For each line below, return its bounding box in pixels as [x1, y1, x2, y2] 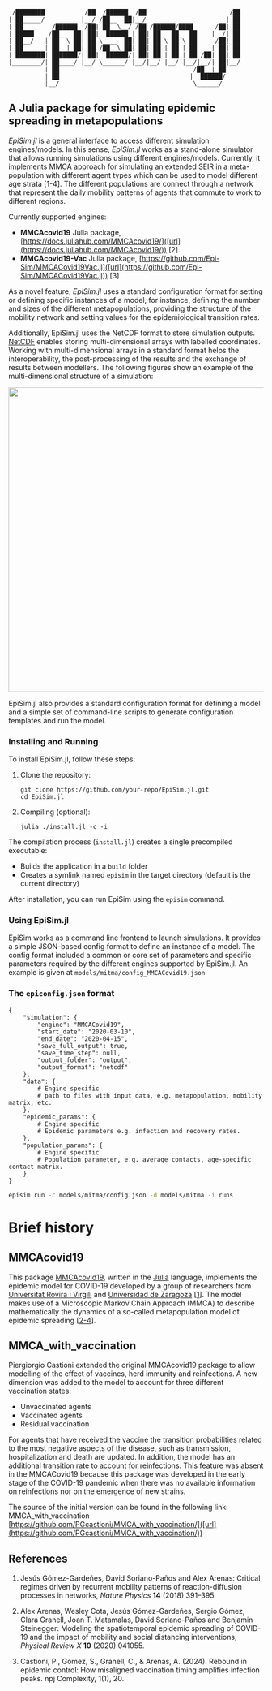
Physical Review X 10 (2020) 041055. [19, 1641, 145, 1650]
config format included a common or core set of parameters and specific [8, 951, 252, 960]
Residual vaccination [19, 1419, 90, 1429]
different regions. [8, 196, 66, 205]
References [8, 1551, 68, 1565]
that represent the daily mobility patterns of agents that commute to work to [8, 188, 261, 197]
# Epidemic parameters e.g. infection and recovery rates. [37, 1127, 241, 1135]
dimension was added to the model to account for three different [8, 1378, 224, 1387]
